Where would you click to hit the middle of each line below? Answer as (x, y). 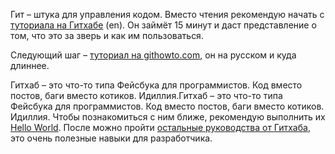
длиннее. (30, 65)
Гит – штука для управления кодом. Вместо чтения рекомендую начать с (167, 14)
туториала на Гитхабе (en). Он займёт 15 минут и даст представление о (163, 25)
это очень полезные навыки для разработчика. (111, 138)
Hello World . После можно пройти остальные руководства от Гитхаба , (160, 127)
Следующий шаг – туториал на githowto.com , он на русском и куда (153, 55)
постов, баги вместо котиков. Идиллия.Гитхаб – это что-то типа (146, 95)
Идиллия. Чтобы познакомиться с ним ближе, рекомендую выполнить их (168, 117)
